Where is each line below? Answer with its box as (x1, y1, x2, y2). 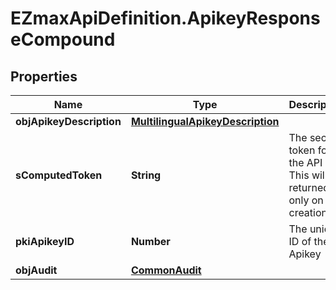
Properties (10, 68, 78, 85)
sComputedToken (15, 168, 103, 182)
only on (288, 193, 324, 207)
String (130, 168, 162, 182)
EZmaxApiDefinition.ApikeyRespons (10, 7, 321, 30)
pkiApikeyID (15, 235, 75, 248)
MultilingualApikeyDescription (130, 115, 280, 128)
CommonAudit (130, 263, 202, 277)
